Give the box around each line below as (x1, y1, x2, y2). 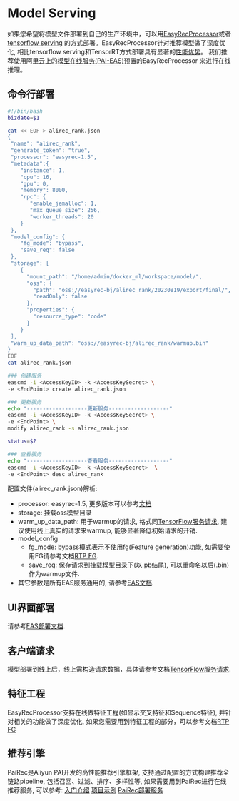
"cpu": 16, (20, 173, 53, 181)
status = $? (7, 438, 37, 445)
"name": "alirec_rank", (10, 141, 81, 148)
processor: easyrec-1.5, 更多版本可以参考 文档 (17, 500, 152, 508)
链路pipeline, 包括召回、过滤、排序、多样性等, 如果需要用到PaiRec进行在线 (7, 777, 227, 785)
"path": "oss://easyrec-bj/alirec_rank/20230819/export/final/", (33, 286, 232, 293)
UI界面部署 (7, 601, 55, 613)
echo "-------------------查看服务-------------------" (7, 457, 173, 465)
